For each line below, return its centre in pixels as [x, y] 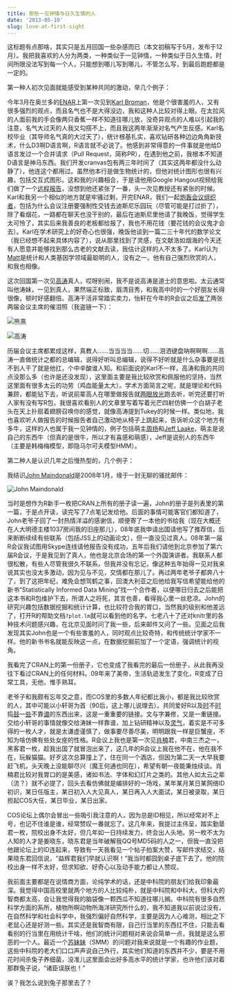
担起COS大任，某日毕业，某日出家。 [59, 801]
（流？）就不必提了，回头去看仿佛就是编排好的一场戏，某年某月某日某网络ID [116, 783]
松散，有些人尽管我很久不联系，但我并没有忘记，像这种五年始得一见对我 [116, 564]
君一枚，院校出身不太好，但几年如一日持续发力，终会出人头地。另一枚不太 [113, 833]
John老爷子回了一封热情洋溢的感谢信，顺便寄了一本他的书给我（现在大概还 [114, 521]
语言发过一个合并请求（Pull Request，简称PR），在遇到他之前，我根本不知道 [115, 154]
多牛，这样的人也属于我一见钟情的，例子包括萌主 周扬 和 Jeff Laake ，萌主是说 [116, 428]
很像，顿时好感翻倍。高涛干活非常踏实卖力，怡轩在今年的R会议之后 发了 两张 [115, 299]
